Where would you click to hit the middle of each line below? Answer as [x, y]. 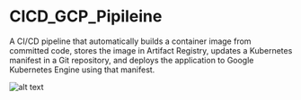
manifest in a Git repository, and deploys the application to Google [132, 60]
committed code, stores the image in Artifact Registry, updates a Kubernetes [151, 50]
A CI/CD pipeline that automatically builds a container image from [130, 41]
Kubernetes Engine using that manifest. [82, 70]
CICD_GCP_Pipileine [86, 17]
